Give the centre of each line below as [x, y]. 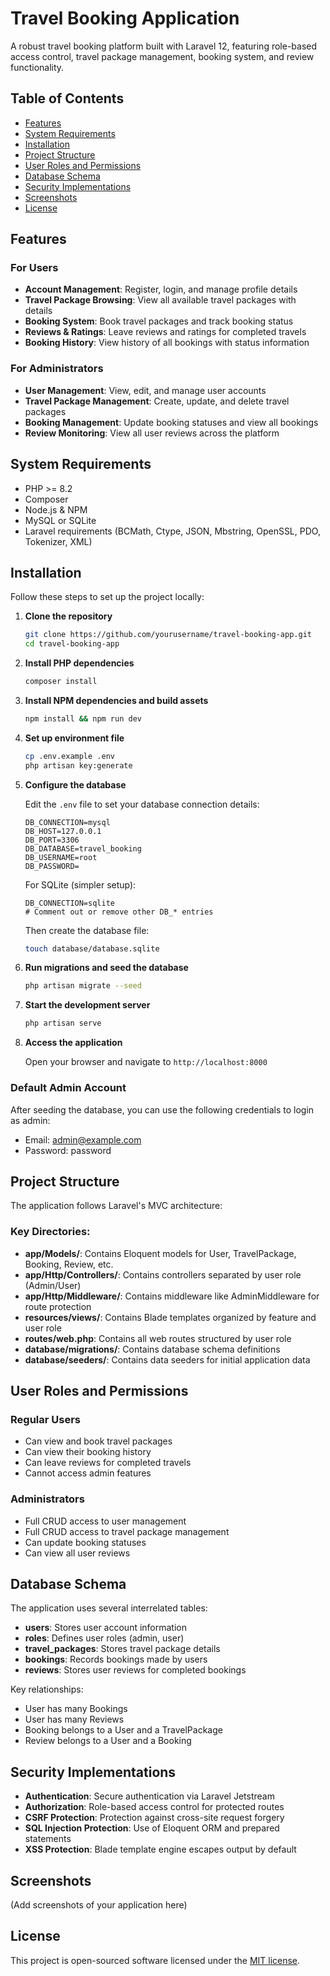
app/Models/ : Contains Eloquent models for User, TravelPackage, [160, 1253]
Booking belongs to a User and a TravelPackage [123, 1730]
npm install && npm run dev [83, 718]
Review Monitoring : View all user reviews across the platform [152, 433]
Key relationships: [47, 1689]
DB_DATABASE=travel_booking [83, 848]
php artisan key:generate [78, 765]
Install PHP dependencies [79, 663]
